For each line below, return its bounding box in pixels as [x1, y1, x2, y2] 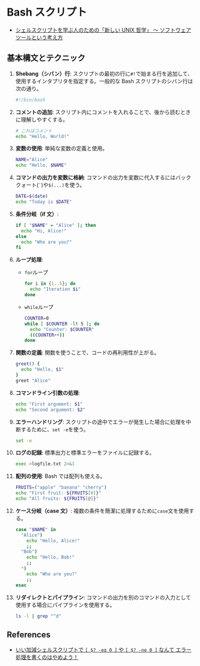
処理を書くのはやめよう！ [15, 653, 79, 661]
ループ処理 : [15, 256, 44, 263]
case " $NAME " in [15, 526, 56, 532]
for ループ [24, 269, 48, 276]
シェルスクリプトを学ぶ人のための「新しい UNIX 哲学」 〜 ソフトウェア [15, 26, 192, 33]
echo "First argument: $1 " [15, 401, 83, 407]
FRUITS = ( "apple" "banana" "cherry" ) [15, 484, 107, 490]
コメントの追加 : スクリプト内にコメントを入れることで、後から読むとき [15, 108, 191, 115]
